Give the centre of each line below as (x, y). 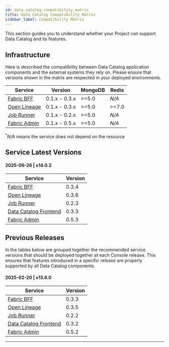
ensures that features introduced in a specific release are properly (74, 261)
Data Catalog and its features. (36, 39)
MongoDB (93, 90)
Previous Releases (35, 238)
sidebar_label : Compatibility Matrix (45, 19)
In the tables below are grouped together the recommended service (75, 250)
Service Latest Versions (44, 153)
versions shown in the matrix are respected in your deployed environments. (83, 78)
